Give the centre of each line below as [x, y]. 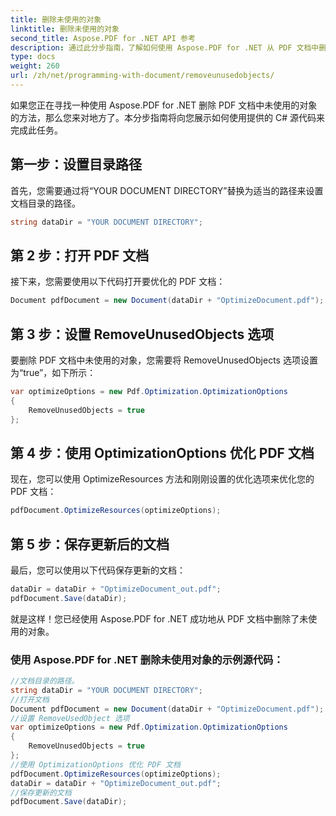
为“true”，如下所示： [53, 373]
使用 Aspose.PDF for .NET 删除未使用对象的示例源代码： [147, 659]
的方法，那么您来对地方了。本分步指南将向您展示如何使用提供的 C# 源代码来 [167, 117]
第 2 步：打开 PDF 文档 [80, 255]
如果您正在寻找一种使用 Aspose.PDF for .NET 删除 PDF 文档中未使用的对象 [164, 105]
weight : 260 [35, 66]
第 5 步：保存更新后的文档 [90, 544]
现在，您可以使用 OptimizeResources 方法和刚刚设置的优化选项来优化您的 [162, 479]
